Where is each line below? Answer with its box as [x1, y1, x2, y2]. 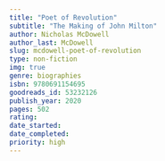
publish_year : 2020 [9, 96, 82, 106]
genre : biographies [9, 72, 82, 80]
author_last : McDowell [9, 38, 94, 47]
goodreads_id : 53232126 [9, 88, 98, 97]
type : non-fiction [9, 55, 78, 64]
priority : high [9, 138, 66, 147]
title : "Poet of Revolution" [9, 13, 118, 22]
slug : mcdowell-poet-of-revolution [9, 47, 142, 55]
